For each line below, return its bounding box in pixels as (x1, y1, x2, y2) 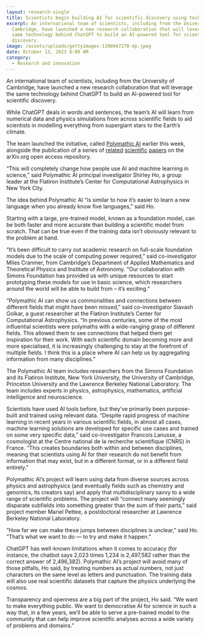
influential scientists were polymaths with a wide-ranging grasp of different (6, 323, 195, 330)
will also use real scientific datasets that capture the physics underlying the (6, 577, 196, 585)
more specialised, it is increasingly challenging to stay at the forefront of (6, 342, 188, 350)
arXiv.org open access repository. (6, 152, 92, 160)
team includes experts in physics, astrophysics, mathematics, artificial (6, 386, 182, 394)
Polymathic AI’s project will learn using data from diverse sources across (6, 475, 189, 483)
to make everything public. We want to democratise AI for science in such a (6, 602, 196, 609)
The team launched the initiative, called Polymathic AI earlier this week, (6, 140, 185, 147)
